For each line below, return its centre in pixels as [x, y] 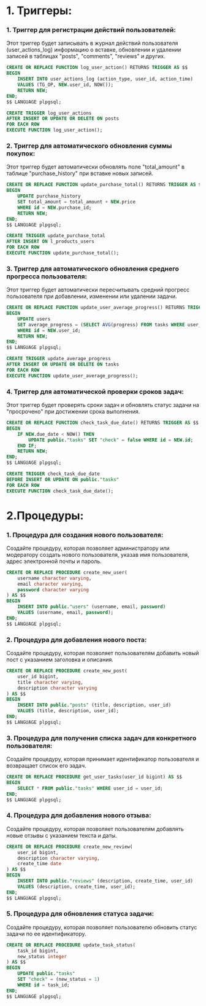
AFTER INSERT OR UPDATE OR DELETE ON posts [63, 119]
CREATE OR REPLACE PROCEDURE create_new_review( [70, 847]
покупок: [21, 154]
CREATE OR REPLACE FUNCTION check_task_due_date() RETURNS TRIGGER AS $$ [103, 423]
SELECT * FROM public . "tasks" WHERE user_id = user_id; [90, 788]
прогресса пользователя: [47, 276]
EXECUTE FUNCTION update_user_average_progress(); [72, 375]
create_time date [40, 864]
